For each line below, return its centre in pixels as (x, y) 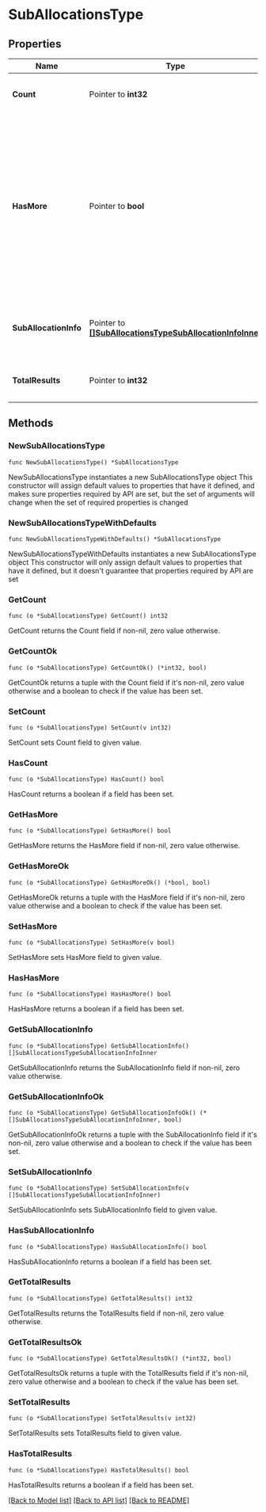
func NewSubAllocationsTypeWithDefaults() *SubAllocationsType (115, 539)
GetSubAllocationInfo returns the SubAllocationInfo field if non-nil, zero (124, 1068)
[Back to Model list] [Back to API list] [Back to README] (99, 1500)
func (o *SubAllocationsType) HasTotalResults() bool (99, 1470)
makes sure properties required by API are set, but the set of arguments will (131, 493)
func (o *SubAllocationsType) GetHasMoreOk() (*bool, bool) (110, 882)
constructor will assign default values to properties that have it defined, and (131, 486)
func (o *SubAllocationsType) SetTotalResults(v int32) (102, 1419)
